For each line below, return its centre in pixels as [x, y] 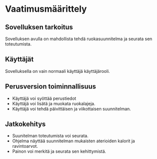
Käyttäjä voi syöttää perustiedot [44, 98]
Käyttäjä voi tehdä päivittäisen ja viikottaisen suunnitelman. [71, 109]
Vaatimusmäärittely [46, 9]
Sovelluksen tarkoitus [39, 27]
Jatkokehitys [25, 124]
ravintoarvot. [25, 146]
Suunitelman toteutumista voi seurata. [50, 136]
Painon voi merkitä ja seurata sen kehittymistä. [59, 151]
